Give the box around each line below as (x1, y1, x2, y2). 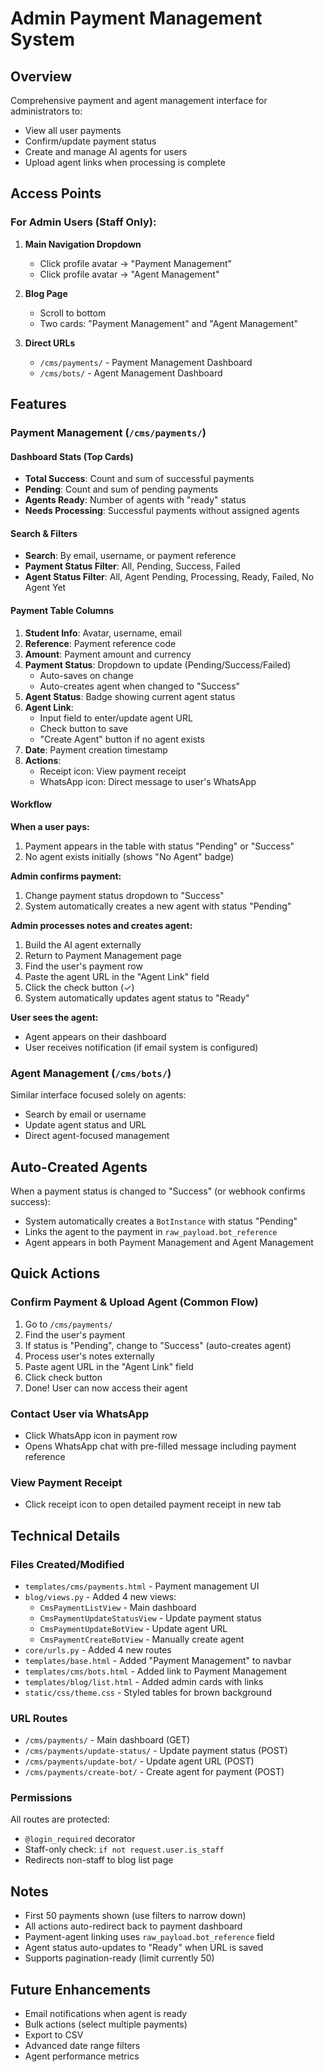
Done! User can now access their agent (24, 1382, 188, 1394)
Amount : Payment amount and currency (24, 648, 192, 660)
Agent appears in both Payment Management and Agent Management (24, 1236, 314, 1248)
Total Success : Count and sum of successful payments (24, 473, 255, 485)
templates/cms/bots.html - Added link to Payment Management (24, 1665, 288, 1677)
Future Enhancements (10, 1981, 152, 1998)
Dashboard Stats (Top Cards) (10, 450, 134, 462)
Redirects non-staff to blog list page (24, 1854, 174, 1866)
